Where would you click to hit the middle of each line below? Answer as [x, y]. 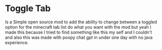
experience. [17, 42]
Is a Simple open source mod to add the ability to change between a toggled [81, 22]
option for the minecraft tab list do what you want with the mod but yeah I [78, 27]
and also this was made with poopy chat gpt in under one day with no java [79, 37]
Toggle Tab [28, 8]
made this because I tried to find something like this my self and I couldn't [79, 32]
